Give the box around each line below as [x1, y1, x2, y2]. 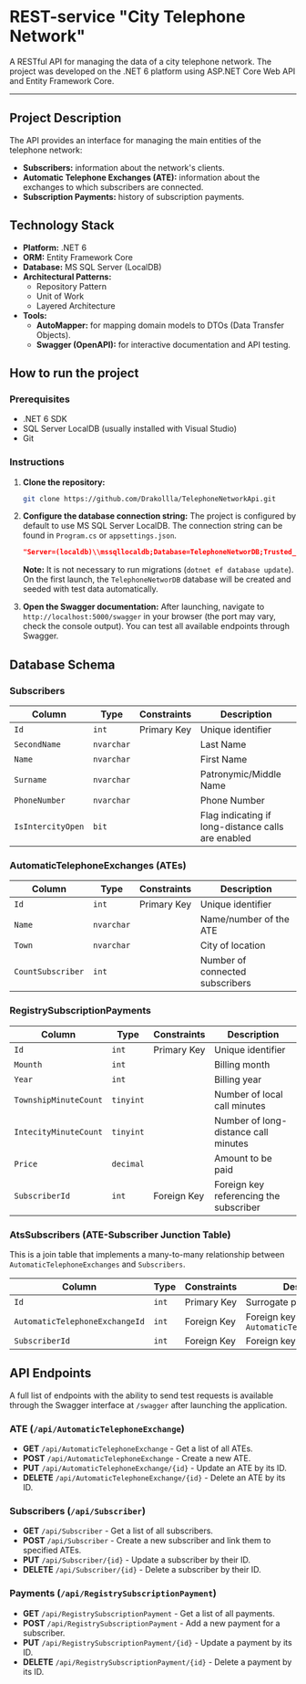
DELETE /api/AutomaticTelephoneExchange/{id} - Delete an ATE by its [22, 1472, 286, 1483]
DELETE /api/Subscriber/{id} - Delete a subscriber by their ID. [22, 1564, 261, 1575]
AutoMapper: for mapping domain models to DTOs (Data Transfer [36, 320, 285, 331]
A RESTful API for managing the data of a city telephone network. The [9, 56, 271, 67]
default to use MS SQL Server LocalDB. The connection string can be [22, 521, 283, 532]
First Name [199, 753, 248, 765]
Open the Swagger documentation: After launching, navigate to [22, 601, 265, 613]
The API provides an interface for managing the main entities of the [9, 134, 261, 145]
